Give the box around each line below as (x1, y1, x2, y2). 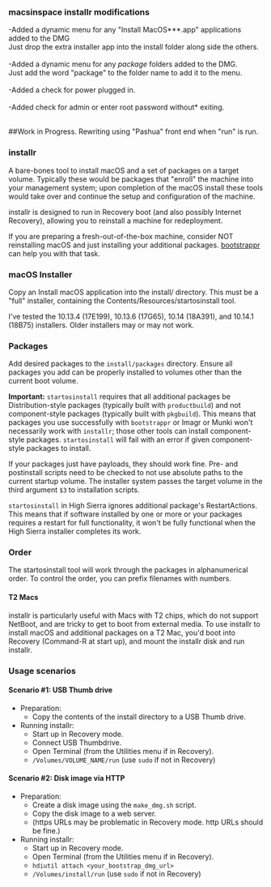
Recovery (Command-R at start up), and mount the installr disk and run (8, 636, 245, 646)
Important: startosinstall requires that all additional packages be (8, 392, 231, 401)
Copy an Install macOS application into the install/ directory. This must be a (8, 287, 259, 297)
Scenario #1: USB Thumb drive (8, 685, 113, 695)
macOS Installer (8, 268, 73, 280)
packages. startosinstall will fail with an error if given (26, 435, 210, 444)
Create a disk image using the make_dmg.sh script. (32, 800, 197, 810)
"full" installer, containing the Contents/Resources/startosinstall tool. (8, 295, 236, 306)
